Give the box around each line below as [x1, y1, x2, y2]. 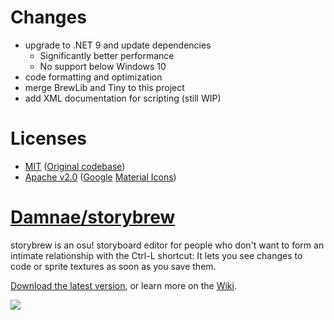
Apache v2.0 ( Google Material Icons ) [24, 171, 177, 183]
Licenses [10, 127, 88, 150]
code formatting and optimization [24, 71, 163, 83]
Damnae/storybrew [10, 206, 176, 229]
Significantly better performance [39, 49, 175, 61]
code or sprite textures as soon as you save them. [10, 260, 217, 272]
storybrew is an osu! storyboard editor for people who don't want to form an [10, 239, 325, 251]
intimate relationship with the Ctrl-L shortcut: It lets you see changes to [10, 249, 303, 261]
